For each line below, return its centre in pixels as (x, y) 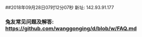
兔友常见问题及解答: (30, 22)
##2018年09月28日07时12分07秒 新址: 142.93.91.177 (60, 7)
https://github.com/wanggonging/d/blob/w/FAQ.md (71, 28)
